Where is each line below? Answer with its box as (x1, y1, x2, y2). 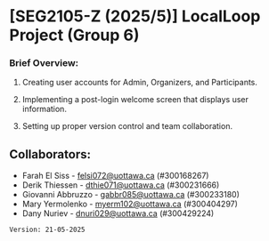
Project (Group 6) (9, 25, 140, 45)
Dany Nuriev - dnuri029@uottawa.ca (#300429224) (21, 208, 215, 219)
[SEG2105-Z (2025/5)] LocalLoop (9, 6, 261, 27)
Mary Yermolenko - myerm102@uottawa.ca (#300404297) (21, 198, 239, 210)
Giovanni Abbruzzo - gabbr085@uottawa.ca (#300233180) (21, 189, 240, 200)
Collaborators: (9, 147, 92, 162)
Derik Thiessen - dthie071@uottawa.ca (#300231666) (21, 180, 220, 190)
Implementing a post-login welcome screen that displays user (21, 94, 249, 105)
